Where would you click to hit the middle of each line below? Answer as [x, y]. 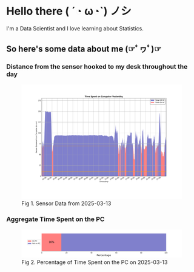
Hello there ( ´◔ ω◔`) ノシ [69, 11]
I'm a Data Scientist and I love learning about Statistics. [75, 28]
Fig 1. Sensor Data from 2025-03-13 [66, 203]
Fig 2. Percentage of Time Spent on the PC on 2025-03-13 [95, 262]
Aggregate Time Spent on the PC [55, 219]
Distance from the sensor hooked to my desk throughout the [97, 67]
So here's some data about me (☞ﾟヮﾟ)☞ [84, 49]
